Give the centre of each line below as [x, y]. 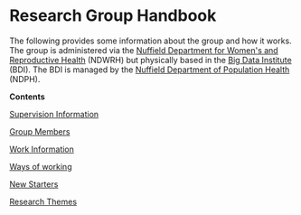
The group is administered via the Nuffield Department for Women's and [144, 50]
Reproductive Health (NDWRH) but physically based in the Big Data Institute [150, 60]
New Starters [34, 184]
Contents [27, 97]
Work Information [42, 149]
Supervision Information [54, 114]
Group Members [40, 131]
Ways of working [41, 166]
